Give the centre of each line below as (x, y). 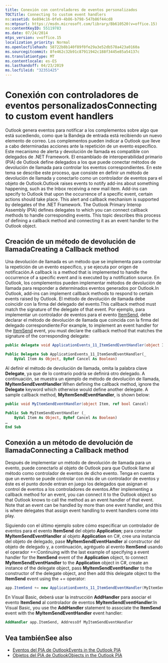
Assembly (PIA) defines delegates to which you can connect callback (77, 210)
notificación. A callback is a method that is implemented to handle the (76, 272)
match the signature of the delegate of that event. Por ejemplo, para (75, 309)
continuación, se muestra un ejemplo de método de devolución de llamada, (82, 379)
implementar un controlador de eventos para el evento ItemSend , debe (78, 314)
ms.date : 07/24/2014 (27, 33)
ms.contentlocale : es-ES (31, 61)
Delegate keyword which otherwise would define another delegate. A (77, 390)
